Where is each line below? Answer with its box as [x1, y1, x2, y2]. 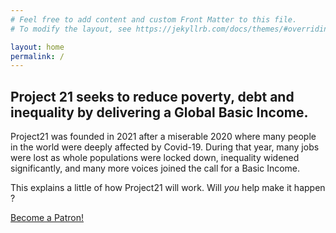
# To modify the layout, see [10, 24, 132, 34]
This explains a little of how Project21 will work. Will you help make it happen [10, 182, 326, 194]
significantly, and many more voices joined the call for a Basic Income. [10, 162, 301, 175]
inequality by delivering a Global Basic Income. [10, 104, 309, 121]
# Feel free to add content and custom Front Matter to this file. [10, 14, 298, 25]
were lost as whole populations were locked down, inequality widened [10, 152, 300, 164]
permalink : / [10, 51, 65, 61]
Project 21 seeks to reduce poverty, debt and [10, 88, 295, 105]
